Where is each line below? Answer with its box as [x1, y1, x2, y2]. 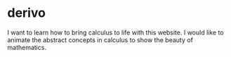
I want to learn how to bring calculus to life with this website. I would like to [7, 28, 224, 37]
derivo [7, 5, 46, 21]
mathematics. [7, 43, 47, 51]
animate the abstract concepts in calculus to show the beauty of [7, 35, 193, 44]
